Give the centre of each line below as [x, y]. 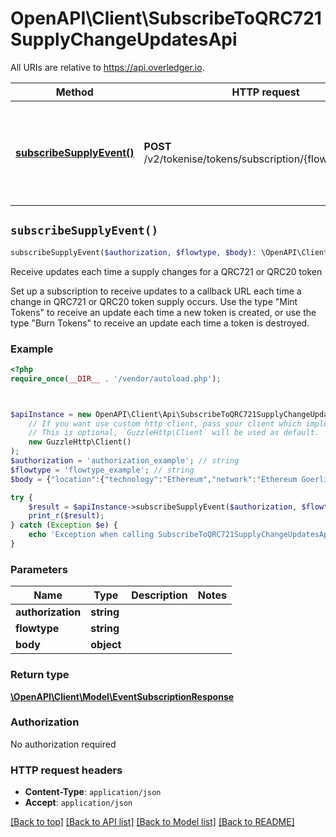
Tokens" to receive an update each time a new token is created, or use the [163, 312]
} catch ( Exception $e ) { [64, 525]
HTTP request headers [66, 770]
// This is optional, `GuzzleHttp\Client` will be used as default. [174, 433]
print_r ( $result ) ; [66, 516]
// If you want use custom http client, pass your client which [165, 423]
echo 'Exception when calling [91, 535]
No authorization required [63, 744]
